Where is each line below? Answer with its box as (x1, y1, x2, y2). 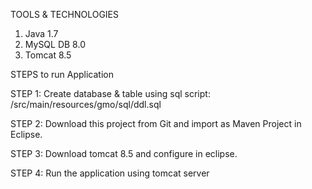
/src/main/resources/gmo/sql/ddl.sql (10, 99, 162, 110)
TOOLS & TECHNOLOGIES (10, 9, 119, 20)
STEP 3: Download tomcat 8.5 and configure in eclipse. (10, 148, 238, 159)
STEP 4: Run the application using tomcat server (10, 167, 210, 179)
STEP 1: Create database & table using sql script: (10, 88, 211, 99)
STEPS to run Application (10, 69, 114, 80)
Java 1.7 (24, 28, 59, 39)
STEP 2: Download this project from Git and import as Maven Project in (10, 118, 302, 129)
